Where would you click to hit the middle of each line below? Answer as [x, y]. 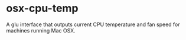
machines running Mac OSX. [41, 30]
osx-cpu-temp [42, 8]
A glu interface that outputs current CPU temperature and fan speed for [93, 24]
